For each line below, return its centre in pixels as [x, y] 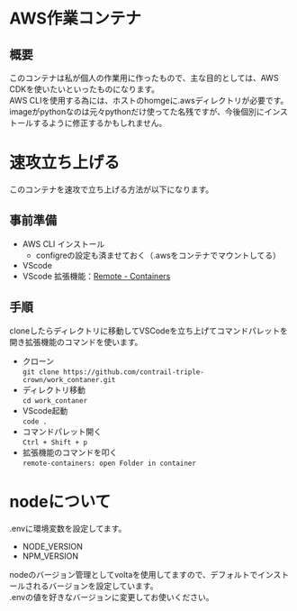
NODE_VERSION [52, 546]
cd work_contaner [55, 401]
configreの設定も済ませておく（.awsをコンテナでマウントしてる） [158, 255]
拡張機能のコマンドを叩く [70, 452]
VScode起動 [45, 410]
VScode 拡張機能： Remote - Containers [96, 276]
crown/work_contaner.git [69, 379]
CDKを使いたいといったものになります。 [85, 89]
